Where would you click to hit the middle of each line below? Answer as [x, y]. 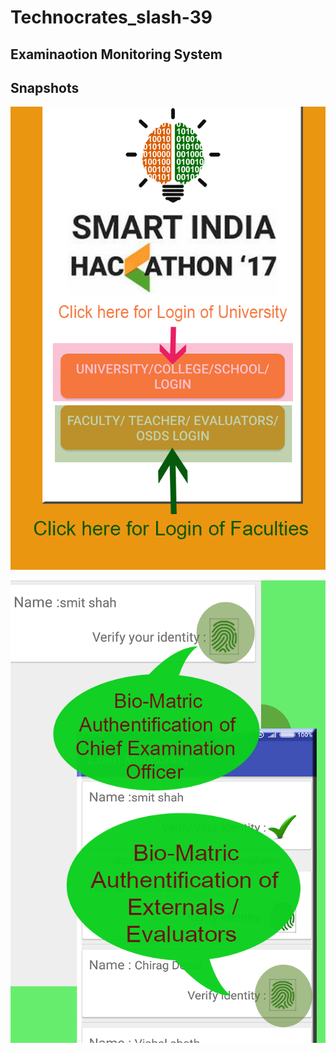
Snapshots [45, 87]
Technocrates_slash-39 [111, 17]
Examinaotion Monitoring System [116, 54]
